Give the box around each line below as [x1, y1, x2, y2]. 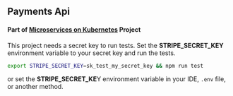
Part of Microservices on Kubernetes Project [7, 25, 141, 34]
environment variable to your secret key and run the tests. [7, 49, 176, 57]
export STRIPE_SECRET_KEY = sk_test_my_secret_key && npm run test [7, 62, 203, 69]
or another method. [7, 83, 64, 91]
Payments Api [7, 6, 71, 18]
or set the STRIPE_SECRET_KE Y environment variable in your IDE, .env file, [7, 75, 226, 83]
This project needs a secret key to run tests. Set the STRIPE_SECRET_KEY [7, 41, 224, 49]
